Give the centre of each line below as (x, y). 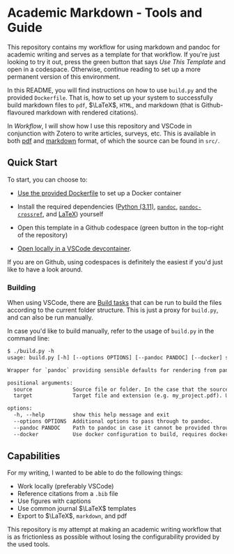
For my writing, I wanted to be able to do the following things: (95, 473)
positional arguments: (40, 383)
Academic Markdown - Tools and (105, 13)
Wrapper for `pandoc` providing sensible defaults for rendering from (112, 370)
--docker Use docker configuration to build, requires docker (121, 434)
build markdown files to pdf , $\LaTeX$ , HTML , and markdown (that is (103, 105)
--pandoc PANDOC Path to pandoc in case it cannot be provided (112, 428)
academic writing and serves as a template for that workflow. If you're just (114, 54)
